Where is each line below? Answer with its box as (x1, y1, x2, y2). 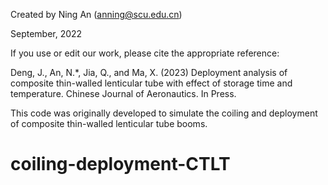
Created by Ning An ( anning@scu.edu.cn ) (10, 9, 183, 20)
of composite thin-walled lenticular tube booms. (10, 118, 208, 129)
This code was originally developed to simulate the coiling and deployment (10, 107, 318, 119)
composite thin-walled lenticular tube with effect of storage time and (10, 77, 293, 89)
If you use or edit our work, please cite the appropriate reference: (10, 47, 280, 59)
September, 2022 (10, 28, 83, 39)
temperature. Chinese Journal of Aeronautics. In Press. (10, 88, 237, 99)
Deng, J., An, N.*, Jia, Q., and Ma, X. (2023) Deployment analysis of (10, 67, 288, 78)
